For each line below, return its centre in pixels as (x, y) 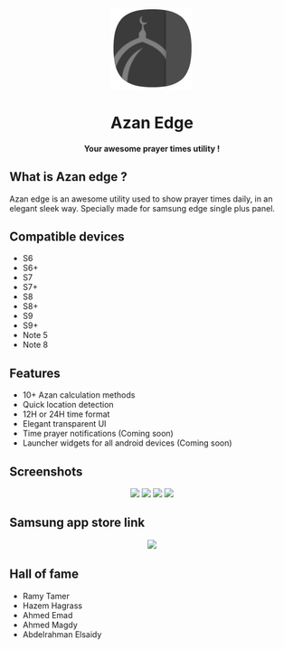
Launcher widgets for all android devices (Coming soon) (127, 443)
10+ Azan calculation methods (79, 395)
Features (35, 373)
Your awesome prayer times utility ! (152, 148)
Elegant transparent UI (64, 424)
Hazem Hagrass (52, 606)
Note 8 (35, 345)
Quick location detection (68, 405)
